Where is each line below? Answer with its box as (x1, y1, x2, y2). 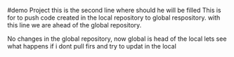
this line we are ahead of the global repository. (7, 21, 142, 29)
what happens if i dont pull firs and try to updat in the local (7, 42, 177, 50)
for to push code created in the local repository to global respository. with (7, 13, 221, 22)
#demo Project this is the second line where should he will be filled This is (7, 6, 221, 14)
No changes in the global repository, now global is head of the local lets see (7, 34, 227, 43)
